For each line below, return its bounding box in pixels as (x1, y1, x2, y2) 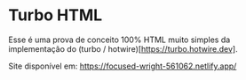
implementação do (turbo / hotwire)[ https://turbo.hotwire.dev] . (8, 43, 239, 54)
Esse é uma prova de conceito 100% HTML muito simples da (8, 34, 231, 45)
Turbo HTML (8, 5, 103, 25)
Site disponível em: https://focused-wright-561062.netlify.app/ (8, 61, 237, 71)
